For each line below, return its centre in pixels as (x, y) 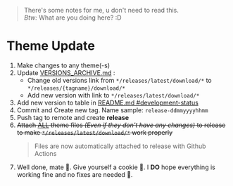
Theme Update (51, 46)
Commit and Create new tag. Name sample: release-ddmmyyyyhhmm (112, 110)
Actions (45, 153)
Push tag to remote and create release (73, 117)
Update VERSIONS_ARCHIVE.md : (66, 72)
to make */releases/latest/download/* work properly (95, 132)
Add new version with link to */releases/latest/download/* (113, 95)
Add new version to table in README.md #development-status (107, 102)
